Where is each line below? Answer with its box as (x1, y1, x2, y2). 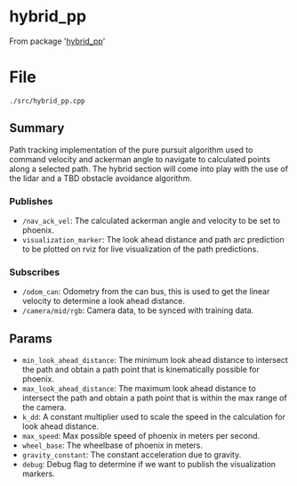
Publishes (9, 194, 53, 207)
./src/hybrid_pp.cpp (9, 96, 86, 105)
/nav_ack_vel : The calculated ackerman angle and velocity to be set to (21, 215, 281, 226)
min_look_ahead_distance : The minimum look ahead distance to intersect (21, 355, 289, 366)
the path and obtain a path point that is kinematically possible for (21, 364, 260, 375)
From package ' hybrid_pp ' (9, 36, 106, 46)
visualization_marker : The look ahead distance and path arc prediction (21, 234, 285, 244)
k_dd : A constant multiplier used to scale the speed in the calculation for (21, 412, 286, 423)
